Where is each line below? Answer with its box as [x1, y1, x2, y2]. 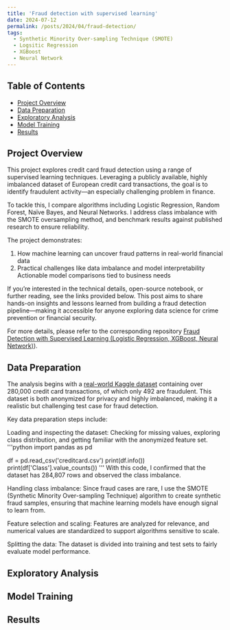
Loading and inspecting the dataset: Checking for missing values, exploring [7, 429, 221, 437]
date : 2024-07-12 [7, 16, 57, 23]
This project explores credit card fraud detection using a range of [7, 166, 192, 174]
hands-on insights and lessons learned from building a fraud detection [7, 300, 207, 308]
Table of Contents [7, 80, 86, 92]
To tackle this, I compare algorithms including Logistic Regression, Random [7, 201, 220, 210]
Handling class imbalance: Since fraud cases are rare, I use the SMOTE [7, 484, 209, 493]
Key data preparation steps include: [7, 415, 108, 423]
